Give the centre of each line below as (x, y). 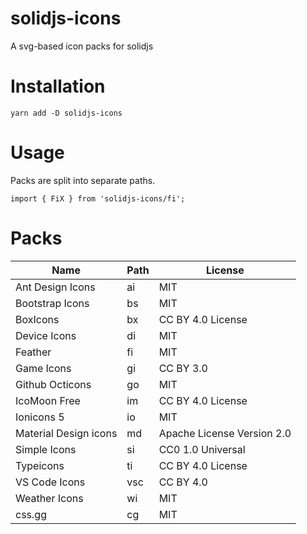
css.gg (31, 514)
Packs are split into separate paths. (83, 180)
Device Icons (46, 335)
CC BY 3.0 (183, 368)
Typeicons (40, 465)
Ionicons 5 (40, 417)
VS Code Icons (50, 482)
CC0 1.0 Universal (202, 449)
